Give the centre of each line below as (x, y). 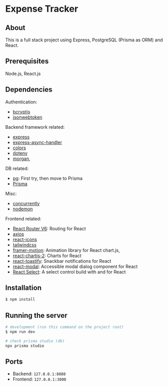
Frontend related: (23, 218)
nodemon (23, 209)
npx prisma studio (25, 346)
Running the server (36, 315)
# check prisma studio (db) (35, 341)
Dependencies (29, 90)
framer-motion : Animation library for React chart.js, (66, 250)
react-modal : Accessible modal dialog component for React (75, 266)
